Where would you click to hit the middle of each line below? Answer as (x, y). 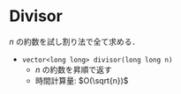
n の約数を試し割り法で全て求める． (75, 41)
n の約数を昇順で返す (73, 69)
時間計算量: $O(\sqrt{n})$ (82, 80)
